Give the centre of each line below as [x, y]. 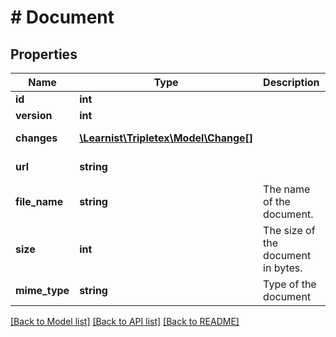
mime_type [42, 290]
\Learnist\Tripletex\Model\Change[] [166, 138]
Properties [44, 54]
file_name [39, 201]
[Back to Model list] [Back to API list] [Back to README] [125, 321]
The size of [289, 230]
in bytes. [283, 268]
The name [287, 189]
